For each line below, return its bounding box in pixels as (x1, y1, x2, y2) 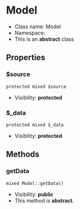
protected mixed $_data (6, 122, 64, 128)
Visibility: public (14, 191, 54, 198)
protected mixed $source (6, 84, 67, 89)
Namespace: (14, 29, 46, 36)
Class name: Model (14, 23, 61, 30)
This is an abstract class (14, 35, 74, 42)
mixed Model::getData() (6, 180, 64, 186)
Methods (6, 150, 40, 160)
